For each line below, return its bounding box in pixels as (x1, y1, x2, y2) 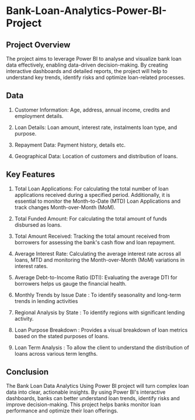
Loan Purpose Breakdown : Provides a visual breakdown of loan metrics (14, 326, 188, 334)
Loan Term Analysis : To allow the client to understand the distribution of (14, 343, 190, 351)
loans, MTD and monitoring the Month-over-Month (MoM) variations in (14, 256, 185, 263)
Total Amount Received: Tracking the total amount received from (14, 232, 170, 239)
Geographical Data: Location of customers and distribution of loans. (14, 152, 178, 159)
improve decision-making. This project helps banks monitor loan (6, 401, 161, 408)
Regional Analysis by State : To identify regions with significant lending (14, 308, 185, 316)
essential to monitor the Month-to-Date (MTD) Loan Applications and (14, 197, 181, 204)
